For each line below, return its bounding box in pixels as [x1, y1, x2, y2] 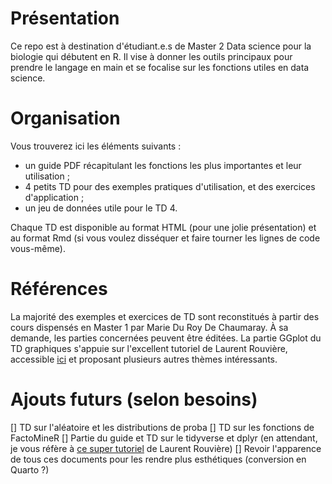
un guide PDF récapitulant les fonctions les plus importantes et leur [24, 159, 302, 171]
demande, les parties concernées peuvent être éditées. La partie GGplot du [10, 332, 322, 344]
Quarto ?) [10, 463, 50, 476]
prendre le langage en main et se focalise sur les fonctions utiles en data [10, 61, 310, 73]
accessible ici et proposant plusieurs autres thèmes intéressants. [10, 353, 278, 365]
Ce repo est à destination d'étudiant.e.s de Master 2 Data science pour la [10, 40, 312, 52]
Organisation [10, 107, 121, 130]
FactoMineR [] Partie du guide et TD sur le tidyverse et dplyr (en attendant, [10, 432, 318, 444]
